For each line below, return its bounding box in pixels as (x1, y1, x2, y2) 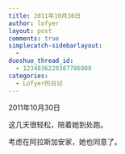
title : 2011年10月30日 (8, 11, 81, 20)
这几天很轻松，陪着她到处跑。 (8, 119, 107, 129)
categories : (8, 72, 48, 80)
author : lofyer (8, 19, 60, 27)
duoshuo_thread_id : (8, 57, 74, 65)
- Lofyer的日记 (15, 79, 63, 87)
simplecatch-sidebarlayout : (8, 42, 103, 50)
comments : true (8, 34, 60, 43)
